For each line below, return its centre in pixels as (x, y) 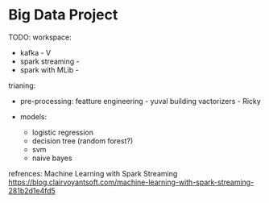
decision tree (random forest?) (83, 141)
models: (33, 116)
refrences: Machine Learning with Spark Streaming (93, 173)
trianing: (22, 85)
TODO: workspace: (40, 37)
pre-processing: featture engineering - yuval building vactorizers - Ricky (141, 101)
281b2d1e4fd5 (32, 190)
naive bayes (52, 158)
